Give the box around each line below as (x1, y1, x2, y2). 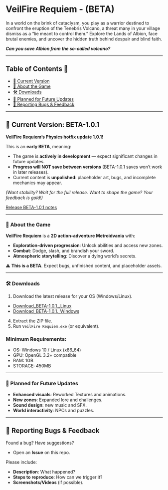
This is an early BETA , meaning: (5, 143, 72, 149)
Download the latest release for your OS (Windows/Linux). (12, 293, 133, 299)
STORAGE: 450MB (12, 363, 51, 369)
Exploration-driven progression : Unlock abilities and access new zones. (12, 242, 163, 248)
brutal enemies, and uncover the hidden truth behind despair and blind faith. (5, 36, 163, 42)
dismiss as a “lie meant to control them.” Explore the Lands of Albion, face (5, 30, 158, 36)
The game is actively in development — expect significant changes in (12, 153, 158, 159)
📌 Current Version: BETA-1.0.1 (5, 121, 99, 129)
